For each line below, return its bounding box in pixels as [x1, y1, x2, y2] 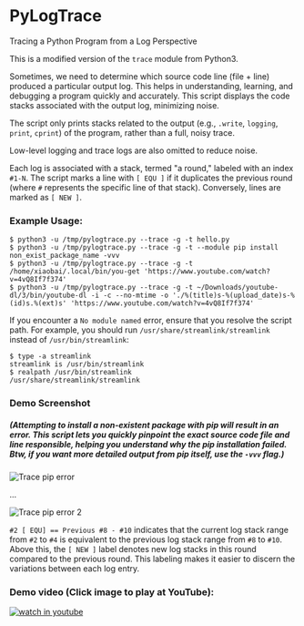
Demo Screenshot [9, 397, 91, 410]
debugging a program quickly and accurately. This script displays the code [9, 90, 290, 101]
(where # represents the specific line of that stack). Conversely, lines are [9, 181, 281, 192]
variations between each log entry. [9, 563, 140, 574]
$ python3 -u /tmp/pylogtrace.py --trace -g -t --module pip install [9, 243, 279, 252]
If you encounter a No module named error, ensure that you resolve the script [9, 315, 292, 326]
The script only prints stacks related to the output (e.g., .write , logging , [9, 118, 279, 128]
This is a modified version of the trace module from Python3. [9, 53, 238, 64]
